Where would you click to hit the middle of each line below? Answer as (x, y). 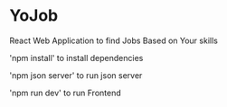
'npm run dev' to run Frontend (66, 93)
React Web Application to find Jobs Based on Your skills (114, 40)
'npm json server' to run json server (76, 75)
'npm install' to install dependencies (76, 58)
